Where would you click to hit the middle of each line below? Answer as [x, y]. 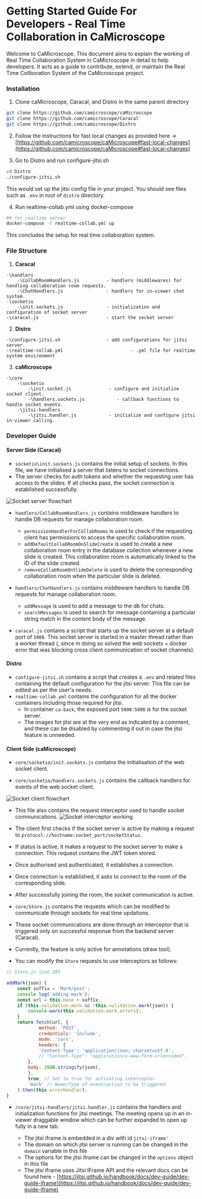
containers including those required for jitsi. [69, 702]
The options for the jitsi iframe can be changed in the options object [109, 1157]
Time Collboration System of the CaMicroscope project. [75, 73]
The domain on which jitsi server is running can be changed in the [106, 1144]
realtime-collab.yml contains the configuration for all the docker [96, 696]
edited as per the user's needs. [54, 690]
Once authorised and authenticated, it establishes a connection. [94, 865]
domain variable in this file [55, 1151]
